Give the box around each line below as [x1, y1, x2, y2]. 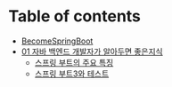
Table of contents [8, 6, 142, 27]
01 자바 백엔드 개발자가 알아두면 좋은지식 [20, 46, 163, 57]
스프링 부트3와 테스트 [34, 68, 110, 79]
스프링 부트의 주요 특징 [34, 57, 114, 67]
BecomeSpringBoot [20, 36, 94, 46]
